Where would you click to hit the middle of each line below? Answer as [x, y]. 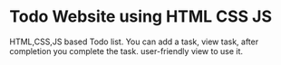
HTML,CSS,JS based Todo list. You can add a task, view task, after [134, 42]
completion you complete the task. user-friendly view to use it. [126, 51]
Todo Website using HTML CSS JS [140, 17]
